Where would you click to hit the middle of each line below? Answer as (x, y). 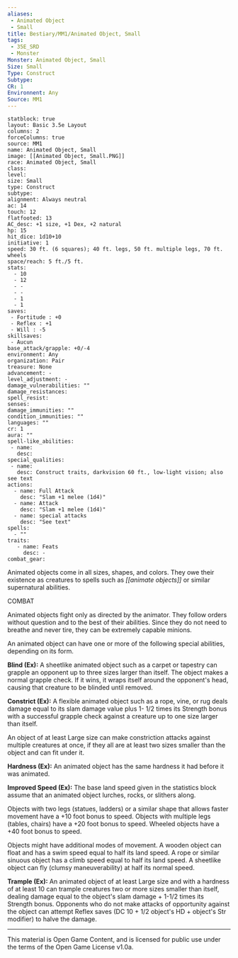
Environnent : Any (33, 93)
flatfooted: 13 (30, 218)
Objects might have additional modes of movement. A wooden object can (114, 845)
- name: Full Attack (44, 491)
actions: (20, 485)
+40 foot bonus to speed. (45, 831)
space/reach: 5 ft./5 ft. (45, 261)
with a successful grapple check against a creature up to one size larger (113, 716)
